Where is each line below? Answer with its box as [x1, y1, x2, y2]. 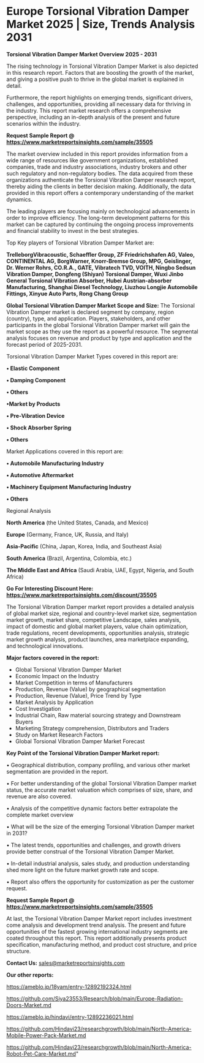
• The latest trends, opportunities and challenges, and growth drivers [6, 841, 181, 849]
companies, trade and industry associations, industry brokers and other [6, 163, 187, 170]
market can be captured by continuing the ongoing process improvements [6, 221, 194, 228]
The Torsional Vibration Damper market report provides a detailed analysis [6, 603, 195, 610]
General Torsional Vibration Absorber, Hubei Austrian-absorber [6, 277, 172, 284]
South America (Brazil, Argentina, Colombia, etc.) [6, 554, 132, 562]
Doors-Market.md [6, 1001, 51, 1008]
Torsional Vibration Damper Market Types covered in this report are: [6, 352, 178, 360]
